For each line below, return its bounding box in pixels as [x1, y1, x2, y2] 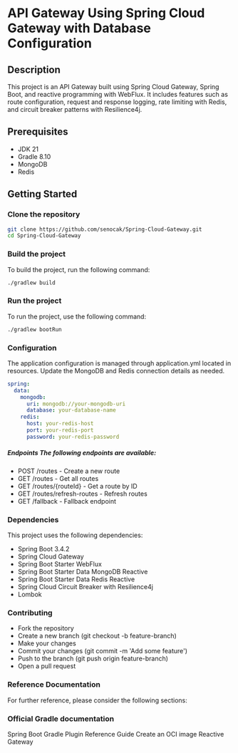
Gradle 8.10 [17, 152, 51, 161]
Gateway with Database [7, 20, 151, 36]
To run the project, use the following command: [7, 312, 147, 321]
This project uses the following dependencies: [7, 531, 143, 539]
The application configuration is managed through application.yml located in [7, 358, 232, 368]
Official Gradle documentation [7, 714, 115, 724]
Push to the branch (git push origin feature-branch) [17, 654, 169, 663]
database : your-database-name [26, 407, 116, 414]
